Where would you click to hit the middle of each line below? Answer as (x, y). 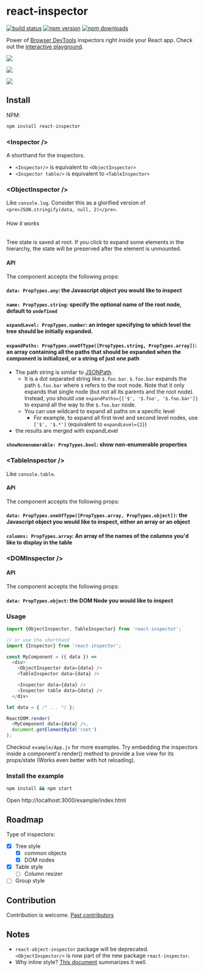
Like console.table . (31, 474)
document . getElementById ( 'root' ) (54, 730)
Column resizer (43, 874)
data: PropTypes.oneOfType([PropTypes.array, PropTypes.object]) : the (97, 515)
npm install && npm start (39, 789)
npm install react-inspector (43, 126)
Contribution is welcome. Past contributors (60, 915)
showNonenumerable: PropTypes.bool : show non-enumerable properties (97, 444)
